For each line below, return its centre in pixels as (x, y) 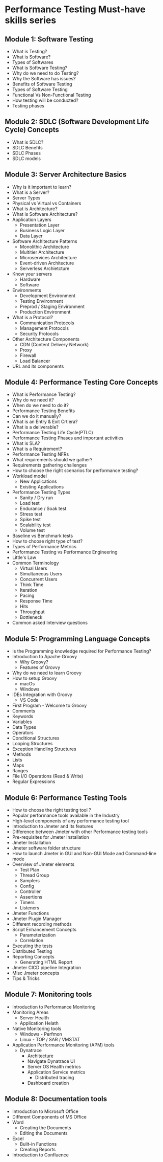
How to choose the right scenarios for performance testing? (75, 471)
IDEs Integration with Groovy (42, 695)
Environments (26, 290)
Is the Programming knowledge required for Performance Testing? (81, 651)
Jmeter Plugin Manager (37, 919)
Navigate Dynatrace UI (51, 1061)
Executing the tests (32, 946)
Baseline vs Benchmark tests (43, 536)
